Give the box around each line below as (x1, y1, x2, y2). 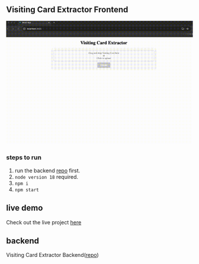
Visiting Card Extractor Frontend (6, 5, 129, 15)
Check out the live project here (6, 218, 82, 226)
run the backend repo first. (14, 167, 81, 174)
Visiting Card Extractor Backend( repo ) (6, 252, 99, 259)
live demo (6, 203, 43, 213)
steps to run (6, 153, 41, 162)
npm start (14, 186, 40, 193)
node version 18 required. (14, 173, 79, 180)
